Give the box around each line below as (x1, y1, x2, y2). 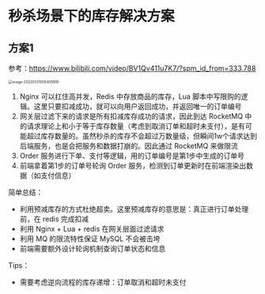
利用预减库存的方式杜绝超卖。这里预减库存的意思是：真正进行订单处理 (19, 205, 249, 213)
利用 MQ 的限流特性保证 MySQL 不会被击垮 (19, 234, 161, 243)
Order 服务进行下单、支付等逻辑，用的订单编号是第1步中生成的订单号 (19, 151, 245, 160)
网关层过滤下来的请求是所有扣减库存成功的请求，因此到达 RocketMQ (19, 111, 244, 121)
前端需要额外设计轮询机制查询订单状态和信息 (19, 244, 166, 253)
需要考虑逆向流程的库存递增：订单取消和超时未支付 (19, 277, 187, 287)
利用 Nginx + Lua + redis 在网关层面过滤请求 (19, 224, 165, 233)
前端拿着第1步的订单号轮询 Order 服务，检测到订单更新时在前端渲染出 (19, 161, 247, 170)
